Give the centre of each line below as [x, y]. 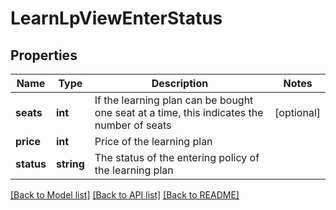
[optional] [297, 112]
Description [180, 83]
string [70, 164]
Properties [44, 55]
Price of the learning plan [153, 141]
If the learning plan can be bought [174, 100]
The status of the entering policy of [177, 157]
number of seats [133, 125]
